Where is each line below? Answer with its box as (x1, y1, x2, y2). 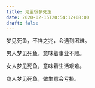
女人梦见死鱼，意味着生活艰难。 (6, 62, 85, 69)
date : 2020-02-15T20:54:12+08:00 (6, 14, 90, 20)
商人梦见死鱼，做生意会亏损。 (6, 75, 79, 83)
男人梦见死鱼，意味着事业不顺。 (6, 50, 85, 57)
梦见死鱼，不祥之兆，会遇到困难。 (6, 37, 90, 44)
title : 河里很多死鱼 (6, 8, 52, 15)
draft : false (6, 20, 39, 26)
